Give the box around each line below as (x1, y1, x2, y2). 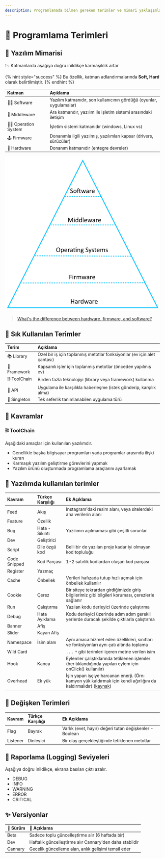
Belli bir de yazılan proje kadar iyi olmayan (66, 544, 151, 550)
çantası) (37, 357, 55, 363)
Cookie (7, 592, 22, 598)
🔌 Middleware (7, 112, 35, 118)
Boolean (62, 731, 79, 737)
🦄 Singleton (7, 396, 30, 402)
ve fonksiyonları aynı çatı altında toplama (66, 642, 148, 648)
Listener (7, 737, 24, 743)
